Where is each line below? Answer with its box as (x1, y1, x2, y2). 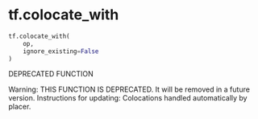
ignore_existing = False (23, 47, 99, 55)
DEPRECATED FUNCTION (8, 69, 94, 79)
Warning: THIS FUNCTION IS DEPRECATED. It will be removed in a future (8, 84, 250, 94)
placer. (8, 102, 31, 112)
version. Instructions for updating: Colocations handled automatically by (8, 93, 248, 103)
